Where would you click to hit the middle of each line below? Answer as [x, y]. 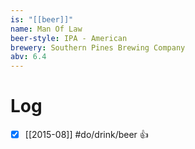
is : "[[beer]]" [42, 19]
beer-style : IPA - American [69, 38]
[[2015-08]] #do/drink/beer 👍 [86, 135]
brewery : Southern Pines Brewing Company [98, 47]
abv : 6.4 [28, 57]
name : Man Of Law [46, 29]
